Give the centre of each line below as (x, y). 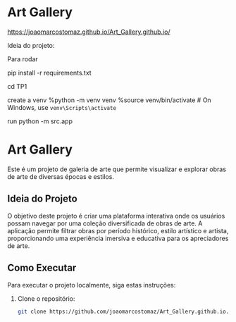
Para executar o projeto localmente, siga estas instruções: (92, 285)
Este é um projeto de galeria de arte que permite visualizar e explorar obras (117, 169)
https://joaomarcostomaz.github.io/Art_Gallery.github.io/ (89, 32)
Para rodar (23, 59)
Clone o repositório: (46, 298)
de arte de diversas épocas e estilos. (61, 176)
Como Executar (42, 268)
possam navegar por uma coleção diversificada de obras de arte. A (105, 223)
